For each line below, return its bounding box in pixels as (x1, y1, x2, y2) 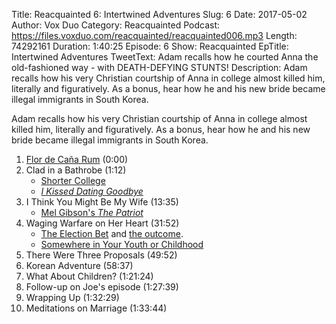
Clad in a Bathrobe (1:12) (25, 164, 127, 176)
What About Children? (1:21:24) (25, 270, 154, 282)
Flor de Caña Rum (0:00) (25, 154, 129, 165)
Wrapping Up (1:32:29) (25, 292, 120, 303)
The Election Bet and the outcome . (40, 228, 184, 239)
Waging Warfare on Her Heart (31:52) (25, 217, 180, 229)
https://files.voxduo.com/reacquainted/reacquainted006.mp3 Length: (11, 30, 298, 41)
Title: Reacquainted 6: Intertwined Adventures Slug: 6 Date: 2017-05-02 (11, 9, 308, 20)
